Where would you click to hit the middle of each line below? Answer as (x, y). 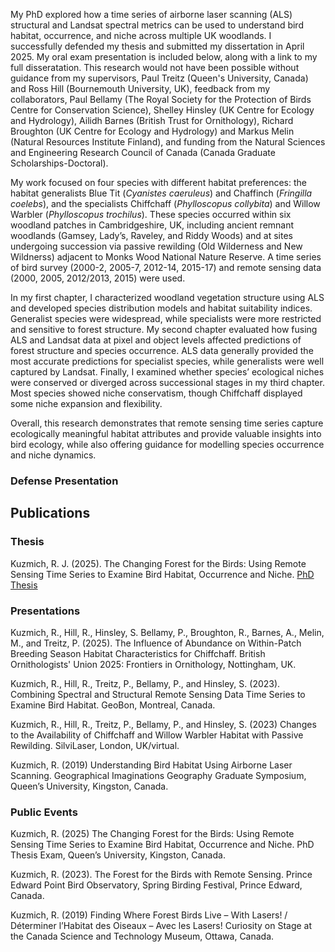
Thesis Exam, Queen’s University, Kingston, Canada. (118, 855)
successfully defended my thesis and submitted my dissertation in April (157, 46)
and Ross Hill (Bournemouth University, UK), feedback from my (140, 88)
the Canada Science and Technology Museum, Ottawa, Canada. (142, 936)
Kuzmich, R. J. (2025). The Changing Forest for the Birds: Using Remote (158, 563)
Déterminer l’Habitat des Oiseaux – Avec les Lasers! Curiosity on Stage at (161, 926)
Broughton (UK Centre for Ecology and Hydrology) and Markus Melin (152, 131)
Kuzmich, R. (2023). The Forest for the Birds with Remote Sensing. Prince (161, 875)
